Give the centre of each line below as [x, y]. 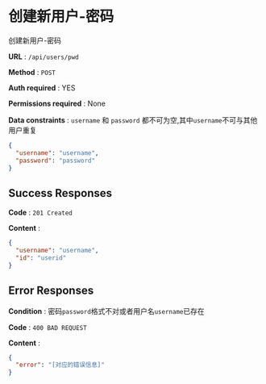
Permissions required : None [57, 103]
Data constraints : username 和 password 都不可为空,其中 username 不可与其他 [133, 120]
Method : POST [32, 72]
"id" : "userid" [41, 258]
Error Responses [51, 291]
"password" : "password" [55, 161]
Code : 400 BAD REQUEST [48, 327]
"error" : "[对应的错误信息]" [60, 365]
